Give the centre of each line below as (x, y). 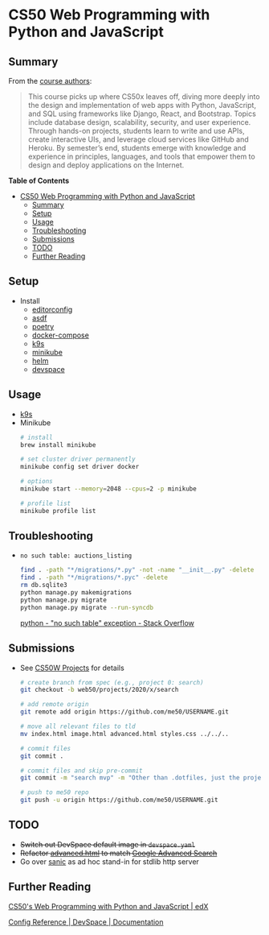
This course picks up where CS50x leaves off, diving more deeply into (144, 97)
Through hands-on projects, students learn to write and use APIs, (136, 131)
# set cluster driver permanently (77, 459)
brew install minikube (58, 445)
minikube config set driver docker (79, 467)
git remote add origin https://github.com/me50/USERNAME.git (124, 712)
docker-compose (61, 335)
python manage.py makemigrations (76, 593)
